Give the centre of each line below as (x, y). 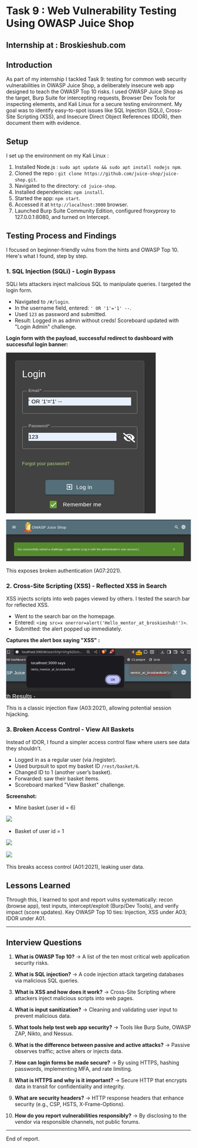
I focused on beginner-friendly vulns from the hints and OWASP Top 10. (92, 250)
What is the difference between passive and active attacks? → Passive (102, 1045)
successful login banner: (37, 344)
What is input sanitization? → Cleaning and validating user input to (96, 1010)
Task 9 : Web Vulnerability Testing (91, 11)
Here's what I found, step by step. (47, 256)
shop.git (25, 180)
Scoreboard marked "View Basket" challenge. (70, 785)
